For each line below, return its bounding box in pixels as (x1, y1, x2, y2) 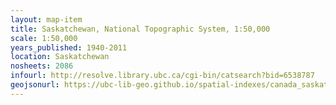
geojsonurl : (10, 80, 60, 90)
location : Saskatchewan (10, 52, 110, 62)
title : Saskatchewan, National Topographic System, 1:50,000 (10, 24, 271, 34)
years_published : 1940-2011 (10, 42, 128, 53)
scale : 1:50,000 (10, 33, 78, 43)
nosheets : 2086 (10, 61, 74, 71)
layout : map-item (10, 14, 83, 25)
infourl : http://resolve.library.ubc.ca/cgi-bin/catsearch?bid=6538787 (10, 71, 315, 81)
